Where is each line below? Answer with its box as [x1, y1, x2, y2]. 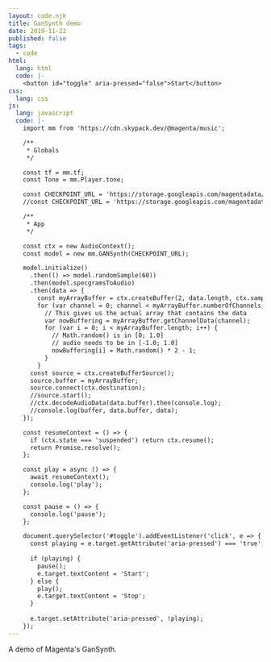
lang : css [15, 94, 48, 102]
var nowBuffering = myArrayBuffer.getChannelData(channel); [44, 316, 251, 325]
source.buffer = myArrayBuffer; [29, 377, 139, 385]
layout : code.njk [8, 11, 67, 20]
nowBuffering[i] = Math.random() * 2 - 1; [51, 347, 197, 355]
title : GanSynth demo [8, 19, 81, 27]
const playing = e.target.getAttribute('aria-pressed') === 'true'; [29, 539, 265, 548]
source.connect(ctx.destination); [29, 384, 147, 392]
